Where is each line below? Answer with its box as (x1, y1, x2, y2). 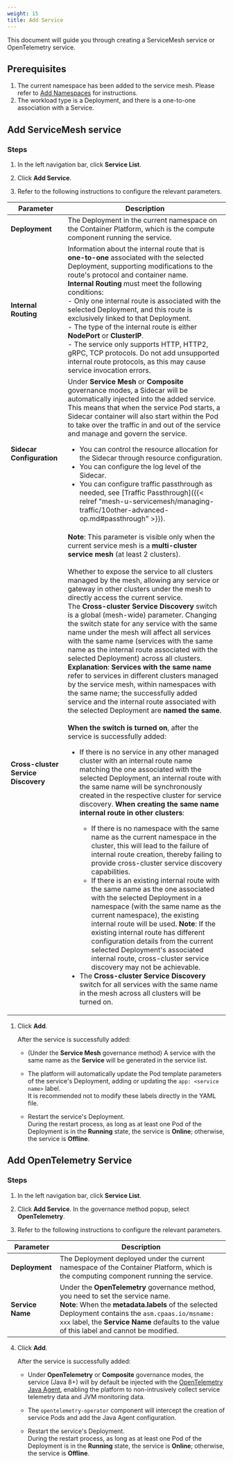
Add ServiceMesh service (7, 124, 122, 135)
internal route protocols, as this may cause (67, 357, 206, 366)
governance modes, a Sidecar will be (67, 386, 189, 395)
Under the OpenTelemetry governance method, (60, 1282, 216, 1292)
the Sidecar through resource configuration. (79, 453, 223, 462)
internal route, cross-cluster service (91, 954, 209, 963)
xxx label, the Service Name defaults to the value (60, 1317, 220, 1326)
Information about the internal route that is (67, 244, 205, 253)
